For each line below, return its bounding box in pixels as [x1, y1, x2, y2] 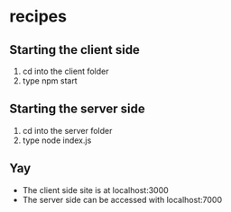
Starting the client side [9, 42, 140, 57]
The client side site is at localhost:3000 [22, 184, 169, 195]
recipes [9, 6, 68, 27]
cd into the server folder [22, 125, 113, 136]
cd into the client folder [22, 66, 109, 76]
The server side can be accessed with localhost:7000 [22, 194, 223, 205]
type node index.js [22, 135, 92, 146]
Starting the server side [9, 102, 146, 117]
